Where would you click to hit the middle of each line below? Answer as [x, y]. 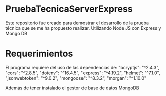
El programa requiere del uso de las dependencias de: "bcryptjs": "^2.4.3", [82, 67]
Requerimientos [39, 54]
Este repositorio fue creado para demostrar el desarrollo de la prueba [77, 23]
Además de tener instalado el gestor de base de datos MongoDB [72, 88]
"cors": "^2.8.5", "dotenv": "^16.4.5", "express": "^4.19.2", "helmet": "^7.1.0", [83, 73]
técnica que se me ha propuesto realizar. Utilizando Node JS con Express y [83, 28]
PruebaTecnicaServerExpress [69, 9]
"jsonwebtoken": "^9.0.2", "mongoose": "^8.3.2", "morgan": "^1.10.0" [76, 78]
